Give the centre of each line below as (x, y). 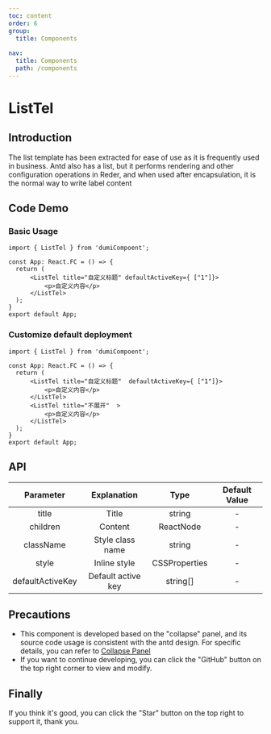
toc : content (30, 16)
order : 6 (23, 23)
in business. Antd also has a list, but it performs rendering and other (121, 165)
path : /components (47, 69)
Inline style (115, 563)
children (45, 527)
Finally (25, 693)
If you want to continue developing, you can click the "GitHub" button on (141, 660)
